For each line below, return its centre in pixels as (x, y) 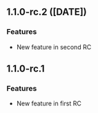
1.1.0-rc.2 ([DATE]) (47, 12)
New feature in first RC (49, 103)
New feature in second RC (54, 47)
